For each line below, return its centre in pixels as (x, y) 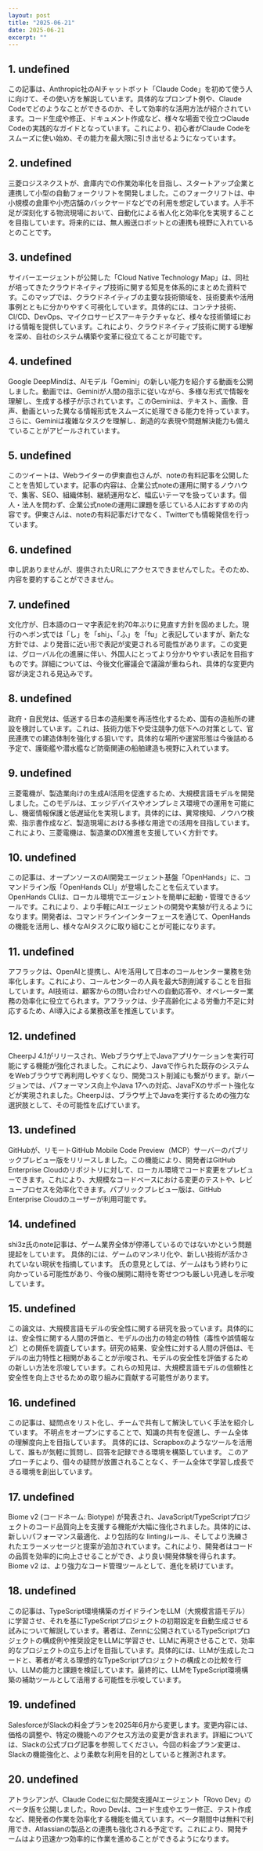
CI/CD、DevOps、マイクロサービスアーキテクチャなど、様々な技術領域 (122, 316)
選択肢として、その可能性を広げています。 (76, 1105)
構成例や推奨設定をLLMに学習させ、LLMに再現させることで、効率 (148, 1640)
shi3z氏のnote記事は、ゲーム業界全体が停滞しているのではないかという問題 (130, 1244)
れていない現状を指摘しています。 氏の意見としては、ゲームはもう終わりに (128, 1264)
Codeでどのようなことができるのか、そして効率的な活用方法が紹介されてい (130, 109)
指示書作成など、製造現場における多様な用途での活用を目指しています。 (138, 822)
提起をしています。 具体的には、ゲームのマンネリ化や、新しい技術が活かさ (128, 1254)
